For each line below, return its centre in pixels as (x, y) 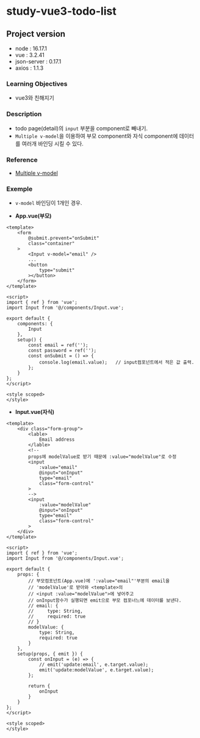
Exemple (20, 189)
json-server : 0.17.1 (38, 61)
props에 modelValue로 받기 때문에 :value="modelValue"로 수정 (102, 457)
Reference (22, 160)
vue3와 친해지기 (35, 98)
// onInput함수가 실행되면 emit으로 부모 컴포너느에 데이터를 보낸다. (105, 600)
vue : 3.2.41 (30, 55)
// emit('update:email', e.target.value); (94, 665)
